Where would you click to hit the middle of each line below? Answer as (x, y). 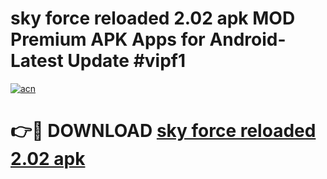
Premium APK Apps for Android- (148, 39)
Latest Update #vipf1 (98, 61)
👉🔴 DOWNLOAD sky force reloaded (163, 131)
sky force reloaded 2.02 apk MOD (153, 18)
